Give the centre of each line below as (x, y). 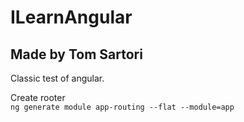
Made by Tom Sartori (76, 54)
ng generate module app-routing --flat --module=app (122, 107)
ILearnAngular (71, 17)
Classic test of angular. (57, 78)
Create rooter (38, 97)
